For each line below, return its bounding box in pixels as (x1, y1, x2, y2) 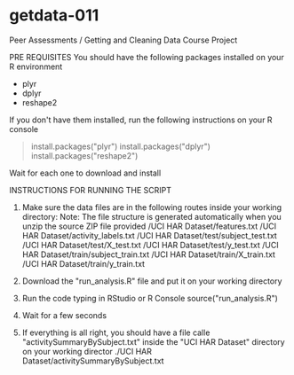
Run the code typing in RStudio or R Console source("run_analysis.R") (21, 293, 278, 303)
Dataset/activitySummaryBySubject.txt (21, 355, 164, 366)
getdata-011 (9, 5, 99, 26)
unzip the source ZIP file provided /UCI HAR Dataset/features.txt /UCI (21, 221, 277, 231)
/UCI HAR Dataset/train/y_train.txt (21, 258, 145, 269)
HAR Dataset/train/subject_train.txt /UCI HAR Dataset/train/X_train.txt (21, 249, 275, 260)
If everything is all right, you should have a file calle (21, 327, 211, 338)
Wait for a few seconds (21, 309, 107, 320)
